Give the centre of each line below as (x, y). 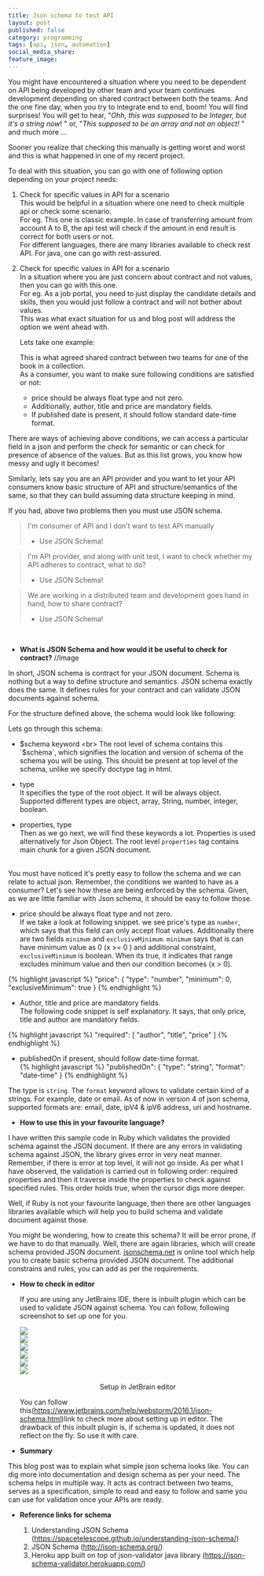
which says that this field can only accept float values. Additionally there (136, 930)
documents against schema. (54, 698)
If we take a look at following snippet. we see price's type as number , (130, 921)
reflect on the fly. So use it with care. (79, 1435)
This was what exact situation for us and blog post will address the (127, 318)
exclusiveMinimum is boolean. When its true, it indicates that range (126, 955)
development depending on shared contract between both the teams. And (128, 98)
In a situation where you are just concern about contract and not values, (136, 276)
